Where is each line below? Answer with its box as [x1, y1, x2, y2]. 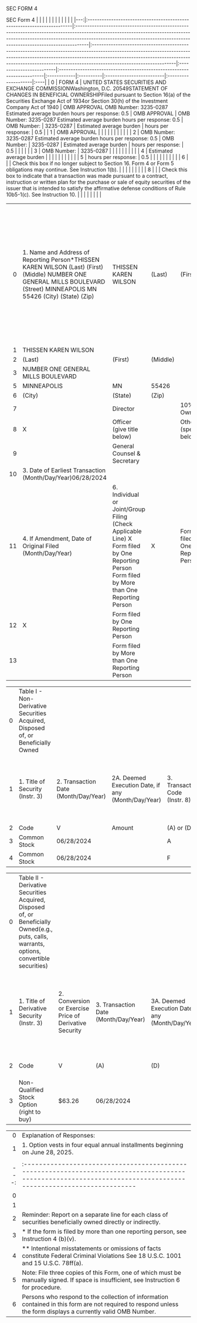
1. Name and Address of [22, 248, 90, 256]
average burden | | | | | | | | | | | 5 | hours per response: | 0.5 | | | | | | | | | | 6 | [6, 154, 189, 160]
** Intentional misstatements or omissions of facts [22, 1244, 161, 1253]
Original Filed [22, 542, 59, 550]
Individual [112, 490, 140, 499]
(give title [112, 425, 138, 433]
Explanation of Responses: [22, 1132, 96, 1139]
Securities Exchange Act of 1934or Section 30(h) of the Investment [6, 97, 168, 105]
